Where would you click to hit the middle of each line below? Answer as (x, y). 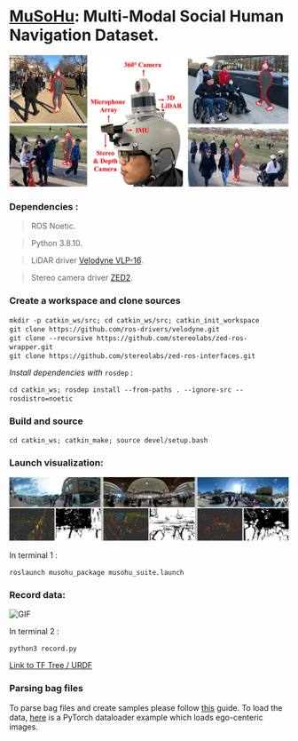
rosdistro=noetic (41, 398)
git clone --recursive (51, 338)
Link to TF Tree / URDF (51, 665)
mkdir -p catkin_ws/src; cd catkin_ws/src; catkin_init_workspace (134, 320)
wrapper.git (31, 347)
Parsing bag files (47, 689)
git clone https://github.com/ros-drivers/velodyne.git (114, 329)
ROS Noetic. (53, 226)
